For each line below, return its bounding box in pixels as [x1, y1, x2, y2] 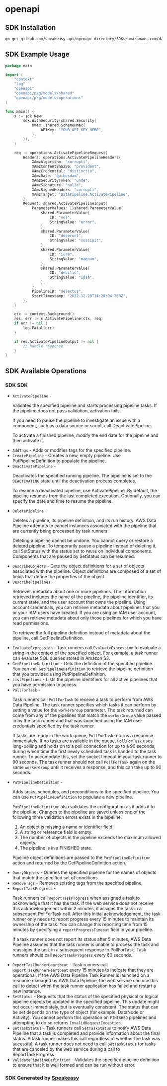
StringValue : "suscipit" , [49, 238, 103, 243]
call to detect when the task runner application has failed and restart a [12, 983, 156, 989]
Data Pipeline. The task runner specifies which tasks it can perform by [12, 702, 157, 707]
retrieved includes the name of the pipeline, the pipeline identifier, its [12, 594, 153, 600]
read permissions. [12, 620, 50, 626]
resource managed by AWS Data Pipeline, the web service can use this [12, 978, 158, 983]
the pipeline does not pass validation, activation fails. [12, 408, 121, 413]
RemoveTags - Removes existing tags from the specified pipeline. [12, 880, 143, 886]
